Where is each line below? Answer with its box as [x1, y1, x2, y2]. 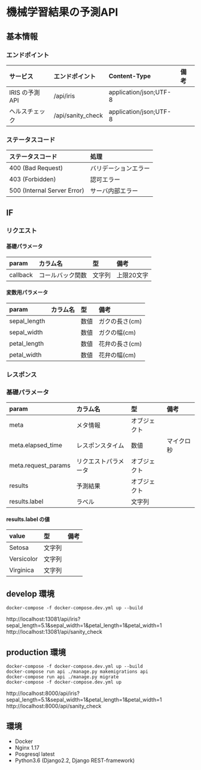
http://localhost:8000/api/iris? [6, 690, 80, 697]
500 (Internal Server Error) [9, 187, 85, 195]
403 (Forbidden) [9, 175, 56, 184]
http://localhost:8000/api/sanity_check [6, 702, 102, 709]
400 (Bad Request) [9, 164, 63, 172]
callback [9, 271, 33, 279]
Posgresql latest [14, 750, 55, 757]
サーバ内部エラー [90, 187, 139, 195]
